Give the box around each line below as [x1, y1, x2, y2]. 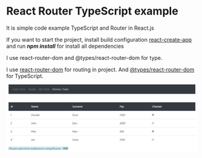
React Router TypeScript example [6, 4, 178, 18]
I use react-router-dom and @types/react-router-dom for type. [6, 54, 163, 61]
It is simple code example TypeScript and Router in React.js [6, 24, 154, 31]
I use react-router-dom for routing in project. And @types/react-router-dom [6, 65, 195, 73]
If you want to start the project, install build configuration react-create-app [6, 36, 192, 43]
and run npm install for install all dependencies [6, 42, 124, 50]
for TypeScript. [6, 72, 44, 79]
